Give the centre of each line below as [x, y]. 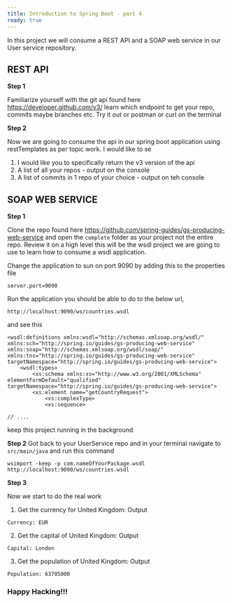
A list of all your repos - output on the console [84, 170]
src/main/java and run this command [61, 451]
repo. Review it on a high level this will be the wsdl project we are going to [114, 245]
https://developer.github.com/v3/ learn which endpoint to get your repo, [111, 107]
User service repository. [42, 48]
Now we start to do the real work [55, 496]
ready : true [24, 20]
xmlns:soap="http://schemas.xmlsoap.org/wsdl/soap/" [86, 350]
